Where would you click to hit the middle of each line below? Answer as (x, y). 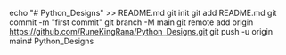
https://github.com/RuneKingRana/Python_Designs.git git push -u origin (141, 31)
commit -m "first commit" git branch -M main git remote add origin (131, 22)
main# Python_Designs (52, 41)
